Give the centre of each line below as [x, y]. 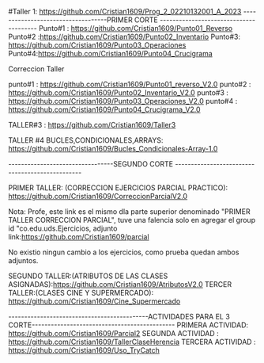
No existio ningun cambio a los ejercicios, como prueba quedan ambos [124, 252]
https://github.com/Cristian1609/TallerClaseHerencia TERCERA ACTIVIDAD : [132, 342]
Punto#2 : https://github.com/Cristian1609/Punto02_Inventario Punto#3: [124, 36]
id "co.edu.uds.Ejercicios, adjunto [63, 228]
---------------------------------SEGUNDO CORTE [91, 164]
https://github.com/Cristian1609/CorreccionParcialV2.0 [98, 196]
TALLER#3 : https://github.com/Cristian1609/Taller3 [92, 125]
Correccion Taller [36, 69]
